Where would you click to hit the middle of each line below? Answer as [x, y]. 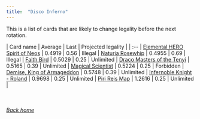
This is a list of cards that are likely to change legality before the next [91, 29]
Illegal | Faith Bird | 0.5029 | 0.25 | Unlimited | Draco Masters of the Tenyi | [98, 59]
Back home [20, 110]
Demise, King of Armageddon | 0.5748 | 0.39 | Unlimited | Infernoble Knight [99, 72]
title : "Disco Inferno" [37, 12]
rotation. [16, 35]
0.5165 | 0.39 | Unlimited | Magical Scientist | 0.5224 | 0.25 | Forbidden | [95, 66]
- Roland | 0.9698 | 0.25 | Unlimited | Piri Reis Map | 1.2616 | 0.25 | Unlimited [100, 78]
